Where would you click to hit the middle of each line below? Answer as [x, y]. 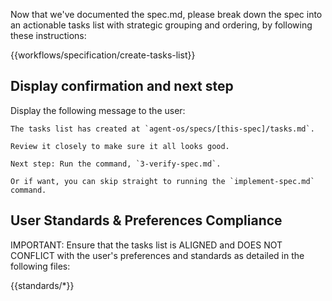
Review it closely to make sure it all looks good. [120, 146]
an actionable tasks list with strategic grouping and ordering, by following [161, 25]
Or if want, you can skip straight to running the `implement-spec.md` [162, 181]
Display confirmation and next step [122, 86]
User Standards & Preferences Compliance [146, 220]
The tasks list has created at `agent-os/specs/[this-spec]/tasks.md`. [162, 129]
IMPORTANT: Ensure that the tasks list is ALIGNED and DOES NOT [146, 245]
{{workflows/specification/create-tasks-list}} [103, 55]
